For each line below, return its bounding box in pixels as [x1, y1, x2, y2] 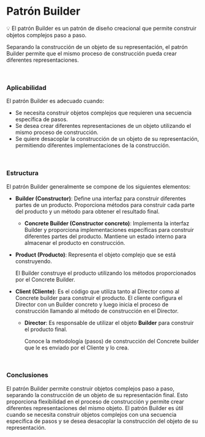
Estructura [6, 169, 39, 177]
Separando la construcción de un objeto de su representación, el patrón [6, 43, 188, 50]
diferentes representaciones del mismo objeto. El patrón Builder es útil [6, 404, 184, 411]
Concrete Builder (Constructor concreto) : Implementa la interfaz [24, 219, 190, 227]
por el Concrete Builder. [15, 275, 75, 283]
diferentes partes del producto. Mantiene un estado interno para [24, 233, 187, 240]
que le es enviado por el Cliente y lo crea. [24, 344, 130, 351]
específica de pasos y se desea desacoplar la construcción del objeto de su [6, 417, 198, 425]
